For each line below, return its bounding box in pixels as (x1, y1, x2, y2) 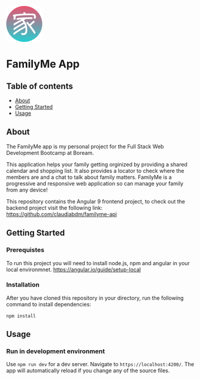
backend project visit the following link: (6, 204, 103, 211)
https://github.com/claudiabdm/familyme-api (6, 210, 117, 218)
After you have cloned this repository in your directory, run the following (6, 294, 184, 302)
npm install (6, 313, 36, 319)
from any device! (6, 186, 48, 193)
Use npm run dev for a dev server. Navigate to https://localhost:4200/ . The (6, 361, 195, 368)
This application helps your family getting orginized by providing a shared (6, 160, 187, 168)
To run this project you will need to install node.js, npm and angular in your (6, 259, 190, 266)
